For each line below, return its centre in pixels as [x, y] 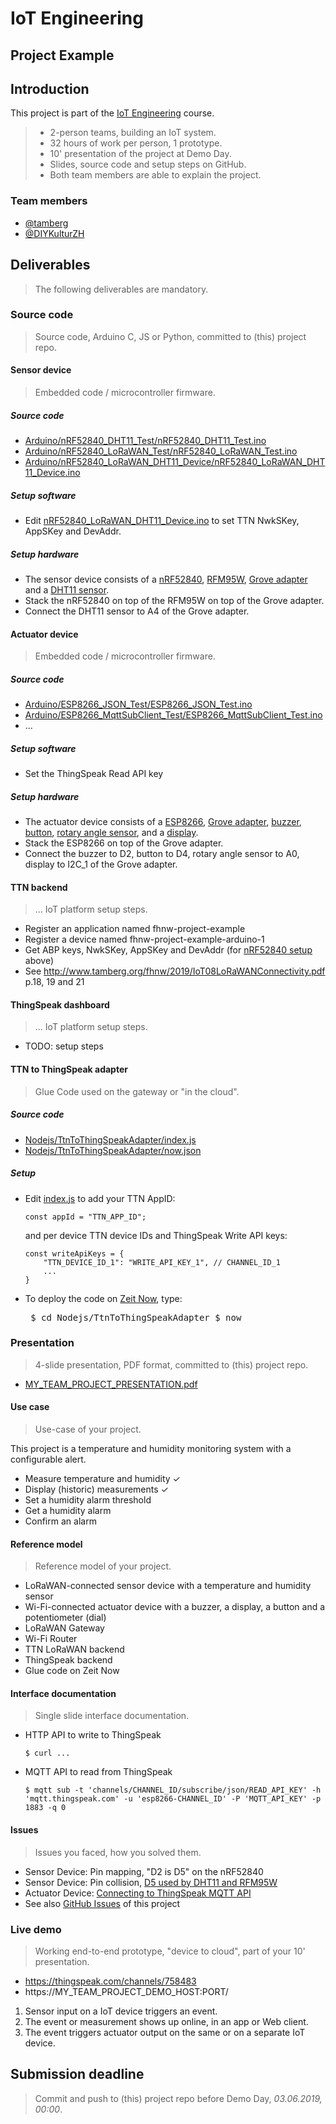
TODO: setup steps [64, 1046]
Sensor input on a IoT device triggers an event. [121, 2011]
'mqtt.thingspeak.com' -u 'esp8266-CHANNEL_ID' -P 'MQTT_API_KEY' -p [173, 1799]
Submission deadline [77, 2074]
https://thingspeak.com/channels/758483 [110, 1981]
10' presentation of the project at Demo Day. [140, 154]
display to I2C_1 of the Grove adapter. [101, 864]
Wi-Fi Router [51, 1639]
